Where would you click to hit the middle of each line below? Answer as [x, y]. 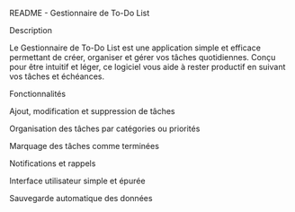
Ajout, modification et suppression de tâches [92, 111]
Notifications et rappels [53, 163]
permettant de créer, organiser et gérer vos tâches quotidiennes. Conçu [143, 57]
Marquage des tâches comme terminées [85, 146]
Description [31, 30]
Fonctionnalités [37, 94]
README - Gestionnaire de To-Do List [80, 13]
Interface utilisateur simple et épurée [77, 181]
